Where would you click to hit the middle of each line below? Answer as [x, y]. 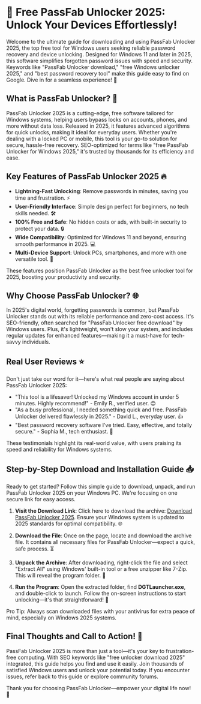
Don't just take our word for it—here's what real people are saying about [95, 379]
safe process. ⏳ [34, 549]
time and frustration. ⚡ [43, 198]
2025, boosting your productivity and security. [64, 277]
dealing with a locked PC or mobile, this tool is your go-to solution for [92, 139]
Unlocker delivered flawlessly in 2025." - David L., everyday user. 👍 [99, 417]
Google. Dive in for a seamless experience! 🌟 [62, 80]
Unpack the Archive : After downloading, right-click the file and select [101, 562]
